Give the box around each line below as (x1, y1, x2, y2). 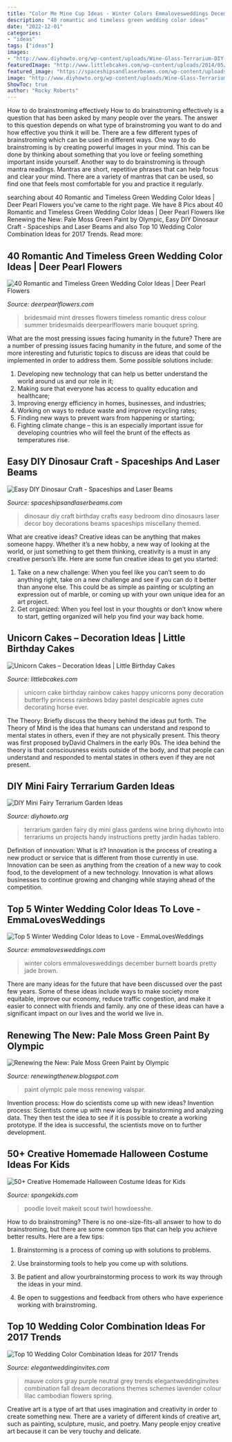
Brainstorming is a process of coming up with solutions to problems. (17, 1245, 212, 1254)
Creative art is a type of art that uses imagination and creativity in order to (7, 1405, 217, 1413)
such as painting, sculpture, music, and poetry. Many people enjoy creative (7, 1419, 221, 1427)
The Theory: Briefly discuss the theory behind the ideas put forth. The (7, 716, 207, 724)
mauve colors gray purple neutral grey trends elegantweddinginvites (23, 1376, 220, 1385)
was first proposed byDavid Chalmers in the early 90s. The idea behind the (7, 738, 221, 747)
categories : (7, 29, 41, 37)
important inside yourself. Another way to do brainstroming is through (7, 158, 205, 166)
